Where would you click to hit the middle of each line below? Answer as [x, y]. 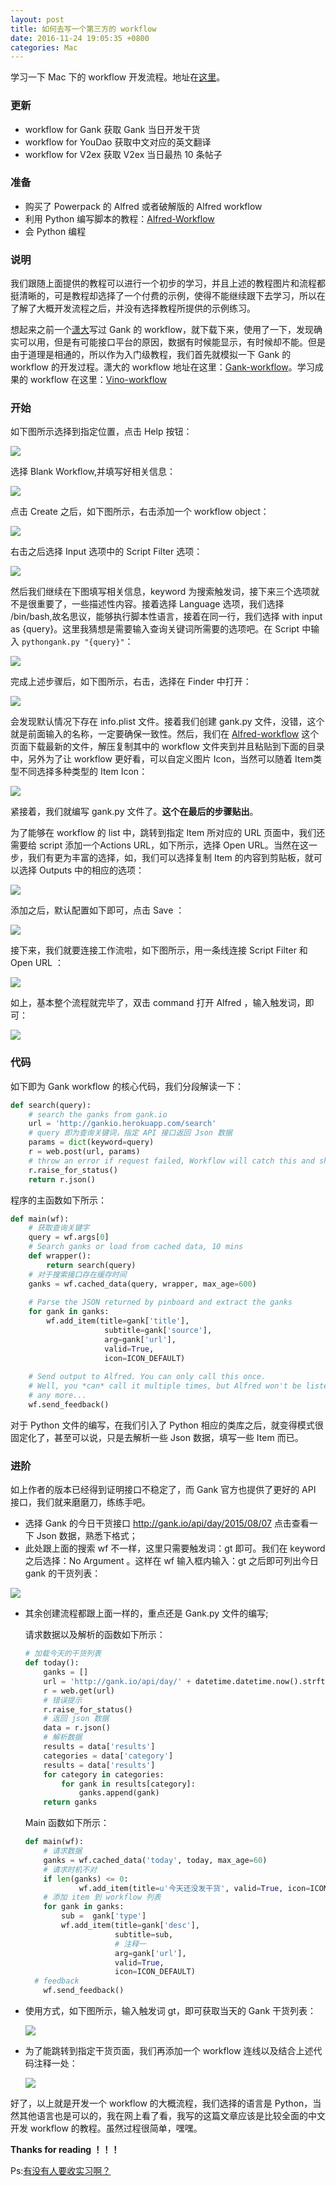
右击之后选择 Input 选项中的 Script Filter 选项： [106, 552]
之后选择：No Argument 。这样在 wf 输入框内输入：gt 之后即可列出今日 [172, 1561]
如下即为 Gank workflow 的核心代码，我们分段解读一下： [127, 1086]
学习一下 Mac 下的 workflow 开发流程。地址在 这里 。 [118, 77]
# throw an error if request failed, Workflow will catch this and [171, 1161]
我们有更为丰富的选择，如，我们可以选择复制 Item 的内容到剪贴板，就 [170, 858]
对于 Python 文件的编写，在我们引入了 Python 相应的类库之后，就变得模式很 [167, 1425]
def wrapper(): [60, 1256]
